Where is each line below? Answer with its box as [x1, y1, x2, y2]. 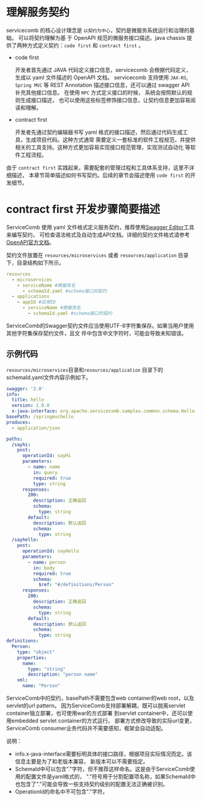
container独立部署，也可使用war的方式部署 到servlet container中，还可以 [6, 710, 188, 717]
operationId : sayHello [22, 548, 79, 554]
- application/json [11, 425, 61, 431]
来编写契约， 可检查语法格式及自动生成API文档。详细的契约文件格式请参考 [6, 231, 191, 238]
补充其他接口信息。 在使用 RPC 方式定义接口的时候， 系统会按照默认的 [14, 89, 188, 96]
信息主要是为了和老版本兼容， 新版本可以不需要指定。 [14, 758, 148, 765]
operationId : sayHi [22, 453, 71, 459]
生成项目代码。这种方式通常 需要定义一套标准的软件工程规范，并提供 [25, 136, 196, 143]
